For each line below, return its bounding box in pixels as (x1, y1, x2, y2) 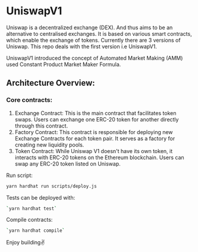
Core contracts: (6, 96, 52, 104)
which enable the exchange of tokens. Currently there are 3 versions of (6, 36, 181, 43)
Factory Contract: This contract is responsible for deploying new (14, 128, 174, 135)
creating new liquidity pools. (14, 141, 84, 148)
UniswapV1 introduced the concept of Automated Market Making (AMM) (6, 54, 183, 61)
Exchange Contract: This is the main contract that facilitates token (14, 109, 177, 117)
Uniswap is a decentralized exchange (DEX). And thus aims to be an (6, 24, 173, 31)
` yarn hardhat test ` (6, 206, 58, 211)
